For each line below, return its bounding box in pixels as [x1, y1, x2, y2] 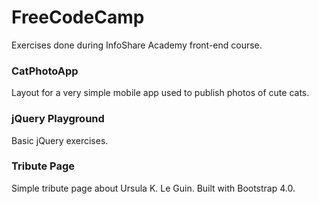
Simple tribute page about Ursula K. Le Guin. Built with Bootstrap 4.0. [11, 182, 296, 194]
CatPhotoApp [11, 64, 79, 78]
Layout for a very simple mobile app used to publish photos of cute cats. [11, 87, 310, 99]
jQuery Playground [11, 112, 105, 126]
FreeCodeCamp [11, 6, 145, 29]
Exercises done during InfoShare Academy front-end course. [11, 39, 263, 51]
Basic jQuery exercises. [11, 134, 109, 146]
